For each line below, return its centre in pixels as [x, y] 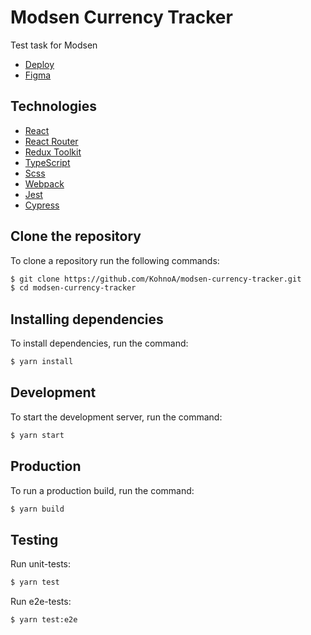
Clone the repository [76, 236]
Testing [34, 539]
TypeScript [47, 162]
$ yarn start [37, 435]
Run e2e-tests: [41, 602]
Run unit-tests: [41, 564]
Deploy [39, 64]
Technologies [54, 106]
